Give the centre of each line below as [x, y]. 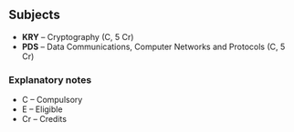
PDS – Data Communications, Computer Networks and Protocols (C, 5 [153, 46]
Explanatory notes [50, 79]
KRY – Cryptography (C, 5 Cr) [78, 36]
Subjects [34, 15]
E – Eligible [42, 109]
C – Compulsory [52, 100]
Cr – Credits [44, 119]
